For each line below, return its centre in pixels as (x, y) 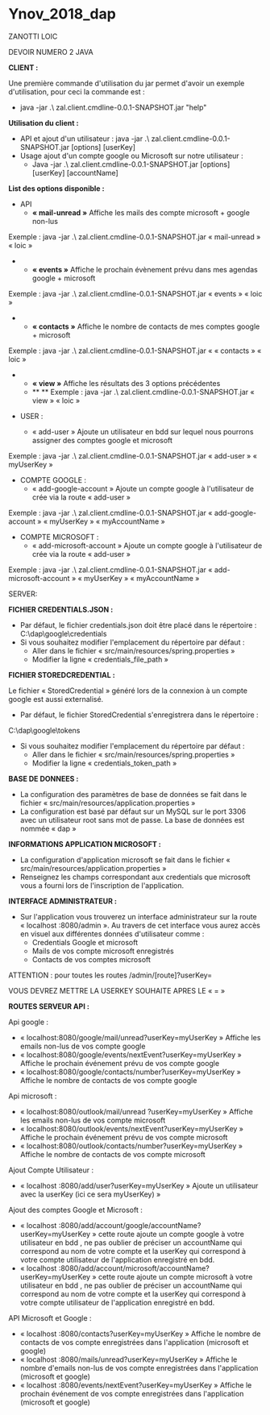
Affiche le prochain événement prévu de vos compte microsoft (124, 1137)
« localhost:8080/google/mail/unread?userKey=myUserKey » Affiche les (140, 1037)
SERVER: (23, 594)
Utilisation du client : (44, 122)
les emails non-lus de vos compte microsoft (93, 1120)
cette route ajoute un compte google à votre (171, 1234)
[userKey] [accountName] (75, 172)
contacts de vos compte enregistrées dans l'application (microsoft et (134, 1342)
